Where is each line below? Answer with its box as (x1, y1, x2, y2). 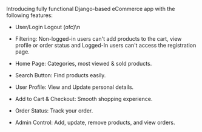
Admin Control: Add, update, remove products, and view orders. (15, 119, 175, 126)
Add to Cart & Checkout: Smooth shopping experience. (15, 96, 153, 102)
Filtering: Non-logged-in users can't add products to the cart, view (15, 35, 182, 42)
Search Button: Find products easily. (15, 72, 106, 78)
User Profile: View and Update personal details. (15, 83, 134, 91)
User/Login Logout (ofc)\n (15, 24, 81, 30)
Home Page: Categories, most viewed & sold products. (15, 60, 152, 67)
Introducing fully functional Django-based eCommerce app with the (6, 5, 175, 12)
